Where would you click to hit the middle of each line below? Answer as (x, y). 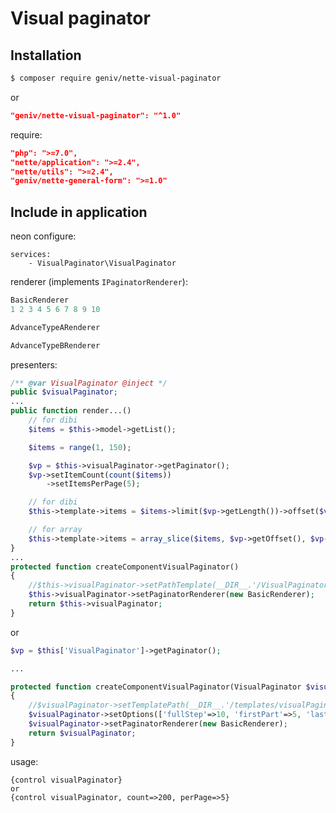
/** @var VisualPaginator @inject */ (89, 383)
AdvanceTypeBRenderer (55, 345)
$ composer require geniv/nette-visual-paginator (116, 78)
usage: (24, 761)
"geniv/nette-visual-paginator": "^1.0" (96, 115)
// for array (55, 530)
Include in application (79, 212)
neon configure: (43, 236)
